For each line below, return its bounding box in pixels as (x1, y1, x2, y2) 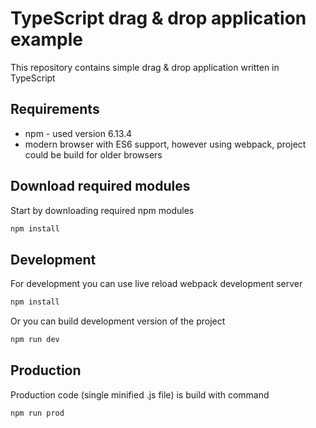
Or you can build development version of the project (10, 315, 226, 327)
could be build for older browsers (24, 148, 163, 161)
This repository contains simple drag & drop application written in (10, 61, 280, 73)
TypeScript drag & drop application (10, 7, 307, 30)
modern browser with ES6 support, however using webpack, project (24, 138, 307, 150)
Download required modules (10, 178, 191, 195)
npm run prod (10, 408, 65, 418)
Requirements (10, 101, 100, 118)
